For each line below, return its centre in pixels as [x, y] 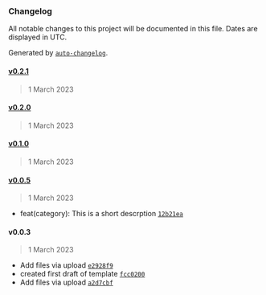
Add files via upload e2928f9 [67, 265]
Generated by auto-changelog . [58, 53]
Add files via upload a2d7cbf [67, 282]
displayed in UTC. [38, 37]
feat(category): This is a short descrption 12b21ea [101, 214]
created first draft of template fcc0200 [82, 274]
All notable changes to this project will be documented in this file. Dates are [133, 29]
